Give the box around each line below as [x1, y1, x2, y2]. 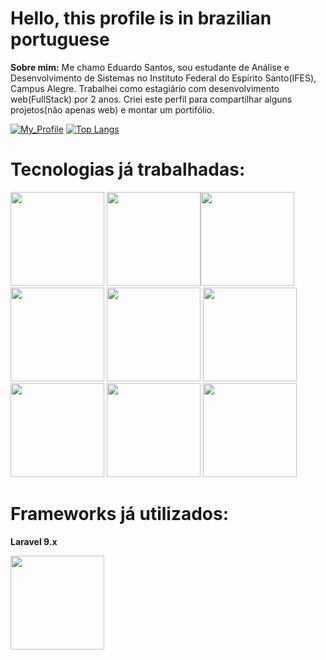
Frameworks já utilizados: [10, 503, 230, 526]
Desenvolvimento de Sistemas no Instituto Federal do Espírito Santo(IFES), [10, 72, 317, 84]
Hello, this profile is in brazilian [10, 7, 272, 30]
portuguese [10, 28, 110, 51]
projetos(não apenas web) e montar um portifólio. [10, 103, 215, 116]
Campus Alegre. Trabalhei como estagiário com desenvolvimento [10, 82, 280, 94]
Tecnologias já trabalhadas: [10, 158, 246, 181]
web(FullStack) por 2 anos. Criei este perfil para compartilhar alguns [10, 93, 293, 105]
